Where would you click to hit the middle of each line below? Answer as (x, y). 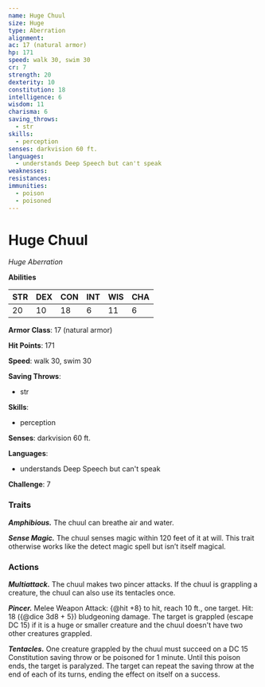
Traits (20, 505)
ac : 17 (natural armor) (48, 45)
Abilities (22, 277)
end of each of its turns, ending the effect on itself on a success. (114, 674)
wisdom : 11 (26, 104)
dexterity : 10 (32, 82)
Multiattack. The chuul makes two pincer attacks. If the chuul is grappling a (133, 584)
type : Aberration (37, 30)
